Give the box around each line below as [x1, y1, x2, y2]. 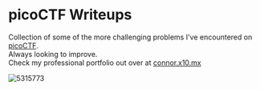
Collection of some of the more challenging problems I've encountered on [8, 32, 253, 42]
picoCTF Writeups [8, 6, 132, 24]
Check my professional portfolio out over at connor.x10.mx [8, 58, 202, 67]
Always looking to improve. [8, 49, 98, 59]
